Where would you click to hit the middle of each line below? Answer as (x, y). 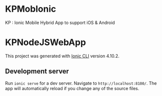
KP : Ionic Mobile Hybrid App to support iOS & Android (60, 23)
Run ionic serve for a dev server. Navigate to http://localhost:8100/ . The (81, 83)
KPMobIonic (31, 9)
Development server (37, 71)
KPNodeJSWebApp (46, 42)
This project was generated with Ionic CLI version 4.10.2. (62, 56)
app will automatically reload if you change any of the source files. (72, 88)
